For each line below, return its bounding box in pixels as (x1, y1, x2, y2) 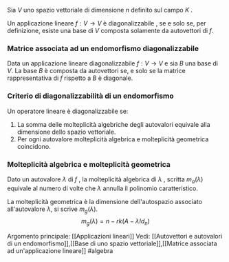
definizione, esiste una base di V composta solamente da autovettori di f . (7, 27, 214, 34)
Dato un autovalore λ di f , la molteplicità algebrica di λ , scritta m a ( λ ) (7, 175, 204, 185)
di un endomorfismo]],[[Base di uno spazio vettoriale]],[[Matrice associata (7, 239, 218, 248)
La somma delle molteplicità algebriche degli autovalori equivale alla (17, 120, 211, 128)
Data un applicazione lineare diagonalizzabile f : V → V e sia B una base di (7, 59, 219, 68)
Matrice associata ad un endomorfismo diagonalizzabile (7, 43, 199, 53)
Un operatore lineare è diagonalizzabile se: (7, 107, 129, 115)
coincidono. (17, 142, 51, 150)
